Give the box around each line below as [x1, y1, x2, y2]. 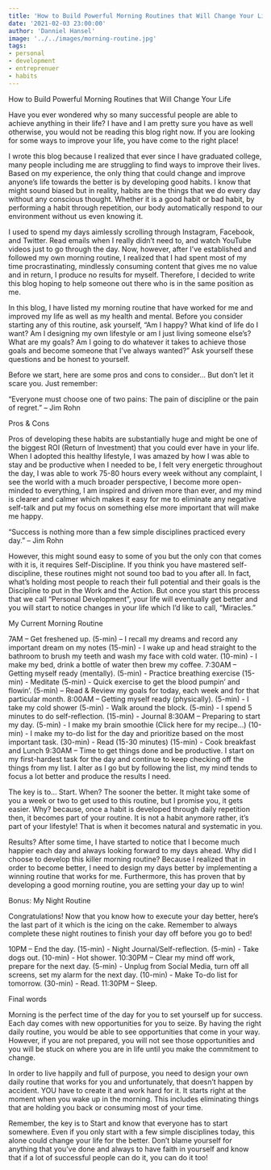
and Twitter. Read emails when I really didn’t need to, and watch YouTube [8, 235, 252, 245]
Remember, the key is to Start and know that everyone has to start [8, 1118, 228, 1128]
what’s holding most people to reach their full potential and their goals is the [8, 577, 261, 587]
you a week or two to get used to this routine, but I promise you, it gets [8, 795, 244, 805]
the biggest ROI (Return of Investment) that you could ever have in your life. [8, 442, 260, 452]
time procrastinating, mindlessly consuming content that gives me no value [8, 261, 258, 271]
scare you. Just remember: [8, 378, 98, 388]
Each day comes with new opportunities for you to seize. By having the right [8, 1018, 262, 1028]
